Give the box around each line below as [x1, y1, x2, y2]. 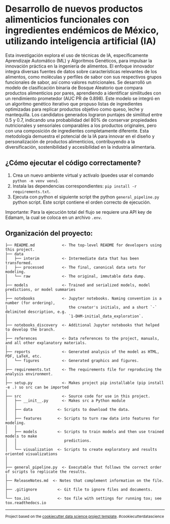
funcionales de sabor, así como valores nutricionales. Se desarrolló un [5, 79, 152, 85]
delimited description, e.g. [5, 309, 67, 314]
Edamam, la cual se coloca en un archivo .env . [5, 214, 102, 220]
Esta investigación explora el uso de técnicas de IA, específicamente [5, 52, 148, 58]
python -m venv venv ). [12, 177, 59, 183]
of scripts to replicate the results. [5, 469, 87, 474]
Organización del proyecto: [5, 229, 93, 238]
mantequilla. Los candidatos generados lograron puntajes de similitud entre [5, 111, 163, 117]
